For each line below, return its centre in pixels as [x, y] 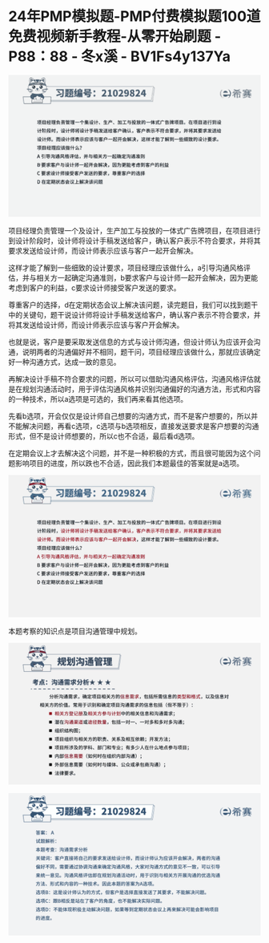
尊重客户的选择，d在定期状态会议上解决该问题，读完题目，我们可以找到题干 [133, 305]
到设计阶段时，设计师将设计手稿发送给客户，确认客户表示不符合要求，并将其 [134, 241]
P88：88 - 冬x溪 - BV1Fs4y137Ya [119, 57]
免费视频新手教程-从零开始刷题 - [115, 36]
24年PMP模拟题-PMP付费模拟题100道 [134, 16]
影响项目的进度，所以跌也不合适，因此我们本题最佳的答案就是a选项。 [129, 463]
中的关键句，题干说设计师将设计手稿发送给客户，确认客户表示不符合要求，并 [134, 315]
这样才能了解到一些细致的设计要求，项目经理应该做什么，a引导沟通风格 [126, 268]
